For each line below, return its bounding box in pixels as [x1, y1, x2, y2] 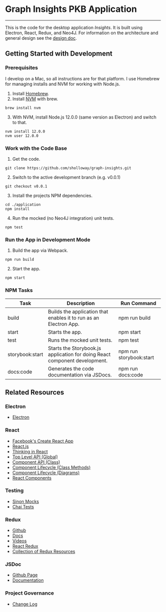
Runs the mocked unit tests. [47, 336, 113, 343]
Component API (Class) [12, 459, 60, 465]
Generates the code [47, 365, 94, 372]
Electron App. [47, 320, 80, 327]
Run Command [120, 300, 157, 306]
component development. [47, 357, 108, 364]
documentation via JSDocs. [47, 371, 112, 378]
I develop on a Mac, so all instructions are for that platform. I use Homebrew [5, 75, 160, 81]
